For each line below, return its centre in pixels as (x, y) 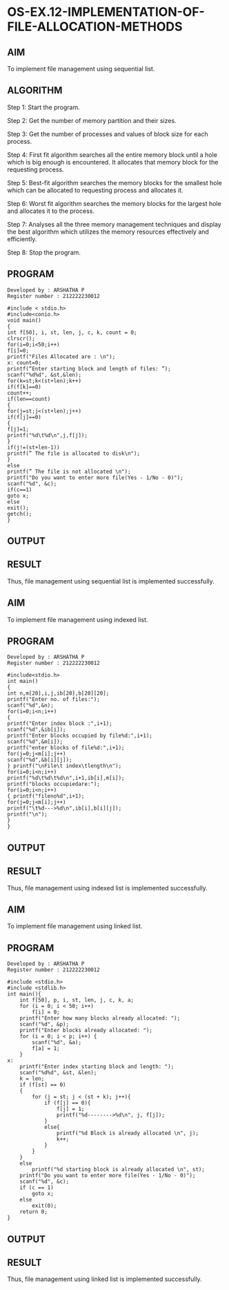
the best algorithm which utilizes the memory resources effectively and (108, 232)
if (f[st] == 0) (43, 1085)
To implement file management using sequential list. (81, 69)
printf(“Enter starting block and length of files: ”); (89, 368)
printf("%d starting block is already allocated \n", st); (119, 1170)
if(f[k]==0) (24, 387)
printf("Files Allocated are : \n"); (61, 357)
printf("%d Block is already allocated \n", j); (127, 1133)
